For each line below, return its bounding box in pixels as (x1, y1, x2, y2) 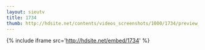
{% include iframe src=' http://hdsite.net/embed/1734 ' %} (6, 37, 150, 45)
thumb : (6, 20, 23, 26)
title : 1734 (6, 15, 37, 21)
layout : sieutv (6, 9, 45, 15)
